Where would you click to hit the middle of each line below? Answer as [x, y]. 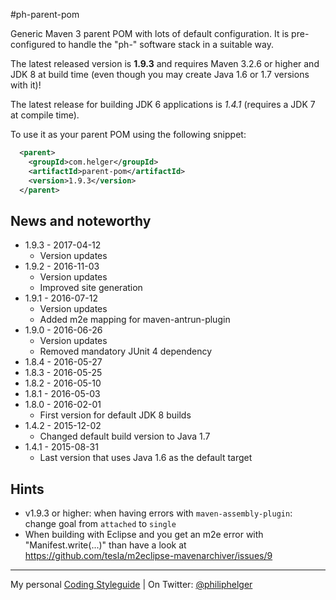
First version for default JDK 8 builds [115, 415]
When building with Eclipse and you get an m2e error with [144, 534]
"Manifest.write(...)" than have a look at [105, 545]
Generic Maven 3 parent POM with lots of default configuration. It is [150, 33]
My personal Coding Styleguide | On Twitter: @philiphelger [131, 584]
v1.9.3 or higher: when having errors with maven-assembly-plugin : [158, 513]
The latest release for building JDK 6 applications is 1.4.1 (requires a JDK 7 [163, 104]
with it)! [26, 85]
